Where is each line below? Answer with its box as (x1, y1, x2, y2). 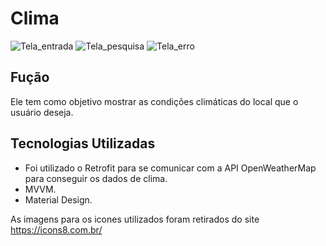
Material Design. (24, 193, 93, 206)
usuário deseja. (10, 106, 74, 118)
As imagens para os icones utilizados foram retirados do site (10, 213, 260, 225)
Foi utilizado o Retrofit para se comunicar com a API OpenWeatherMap (24, 162, 317, 174)
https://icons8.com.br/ (10, 223, 103, 236)
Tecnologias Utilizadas (10, 135, 156, 152)
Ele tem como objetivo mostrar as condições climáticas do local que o (10, 95, 299, 107)
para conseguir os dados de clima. (24, 172, 168, 184)
